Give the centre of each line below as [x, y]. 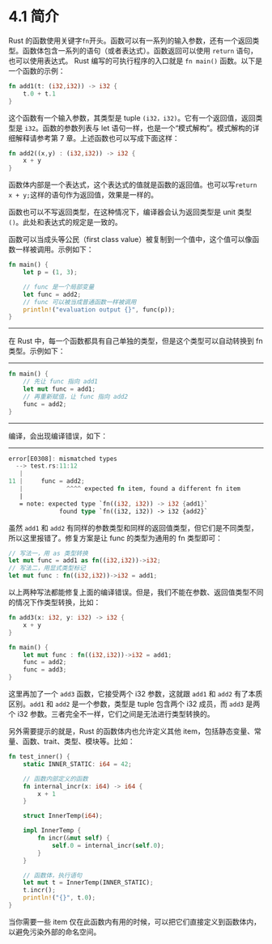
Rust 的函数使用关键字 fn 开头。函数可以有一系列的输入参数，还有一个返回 [130, 40]
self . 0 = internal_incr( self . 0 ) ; [108, 845]
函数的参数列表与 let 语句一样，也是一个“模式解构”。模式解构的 [147, 128]
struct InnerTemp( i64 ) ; [63, 816]
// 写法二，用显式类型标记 [47, 568]
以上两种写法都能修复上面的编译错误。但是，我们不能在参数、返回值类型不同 [136, 592]
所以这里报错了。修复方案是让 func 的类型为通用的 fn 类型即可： [115, 538]
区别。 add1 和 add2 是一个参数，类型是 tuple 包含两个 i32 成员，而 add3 [126, 704]
